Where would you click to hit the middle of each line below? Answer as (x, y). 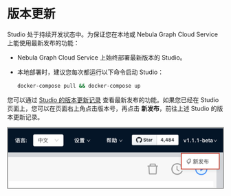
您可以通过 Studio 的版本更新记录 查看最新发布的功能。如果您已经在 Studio (113, 99)
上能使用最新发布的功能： (43, 42)
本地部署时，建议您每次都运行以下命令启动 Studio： (90, 72)
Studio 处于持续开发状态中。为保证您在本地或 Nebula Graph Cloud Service (113, 34)
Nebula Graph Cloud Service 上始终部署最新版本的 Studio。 (101, 57)
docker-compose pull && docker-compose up (79, 86)
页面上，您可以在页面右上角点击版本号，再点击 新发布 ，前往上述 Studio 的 (112, 108)
